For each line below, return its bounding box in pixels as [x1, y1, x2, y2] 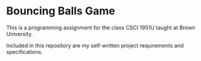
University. [6, 30, 33, 37]
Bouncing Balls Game [6, 4, 116, 18]
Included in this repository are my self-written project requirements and [6, 42, 184, 49]
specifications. [6, 48, 43, 55]
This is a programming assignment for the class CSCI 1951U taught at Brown [6, 24, 196, 31]
